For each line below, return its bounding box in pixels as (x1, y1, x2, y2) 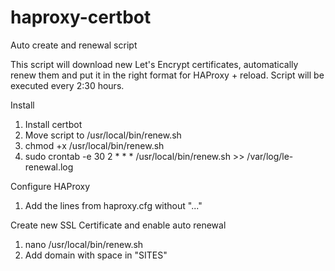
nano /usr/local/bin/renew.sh (24, 238, 144, 250)
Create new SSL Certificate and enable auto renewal (10, 219, 227, 231)
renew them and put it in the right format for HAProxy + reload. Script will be (10, 69, 325, 81)
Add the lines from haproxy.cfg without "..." (24, 199, 203, 211)
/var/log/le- (246, 150, 294, 162)
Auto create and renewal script (10, 39, 138, 51)
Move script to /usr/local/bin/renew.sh (24, 129, 182, 141)
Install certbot (24, 118, 83, 130)
